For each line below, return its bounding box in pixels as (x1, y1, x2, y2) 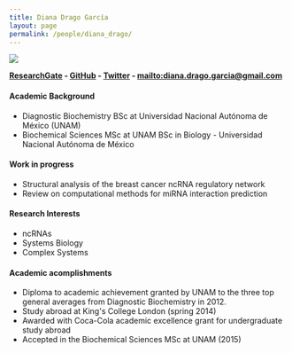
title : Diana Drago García (9, 12, 109, 22)
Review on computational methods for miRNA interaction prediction (21, 188, 268, 199)
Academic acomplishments (9, 267, 112, 278)
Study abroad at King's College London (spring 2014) (21, 306, 217, 317)
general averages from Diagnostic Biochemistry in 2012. (21, 296, 227, 307)
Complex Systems (21, 247, 88, 257)
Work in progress (9, 159, 74, 169)
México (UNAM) (21, 120, 81, 130)
